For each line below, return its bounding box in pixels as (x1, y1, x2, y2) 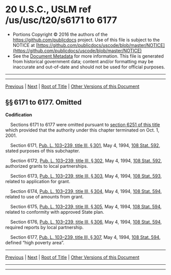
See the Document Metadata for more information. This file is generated (12, 53, 164, 59)
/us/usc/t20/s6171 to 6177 (5, 14, 118, 26)
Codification (5, 111, 32, 118)
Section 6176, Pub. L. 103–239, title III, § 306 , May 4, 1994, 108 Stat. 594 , (10, 218, 162, 225)
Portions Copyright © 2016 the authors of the (12, 31, 108, 37)
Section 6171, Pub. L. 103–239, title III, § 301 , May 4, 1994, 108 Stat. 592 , (10, 142, 160, 148)
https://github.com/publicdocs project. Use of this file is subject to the (12, 37, 160, 43)
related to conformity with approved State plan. (5, 209, 104, 215)
